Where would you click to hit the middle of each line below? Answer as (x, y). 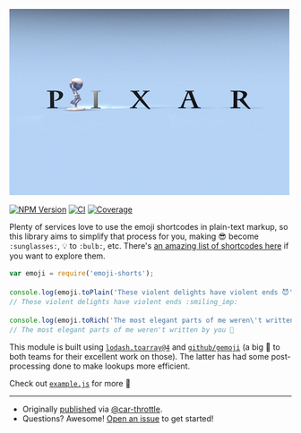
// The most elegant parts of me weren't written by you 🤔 (122, 330)
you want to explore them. (57, 256)
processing (30, 366)
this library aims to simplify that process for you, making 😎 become (134, 236)
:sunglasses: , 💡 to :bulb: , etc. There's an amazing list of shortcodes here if (149, 246)
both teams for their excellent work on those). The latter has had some (139, 357)
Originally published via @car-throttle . (92, 409)
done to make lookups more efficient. (121, 366)
